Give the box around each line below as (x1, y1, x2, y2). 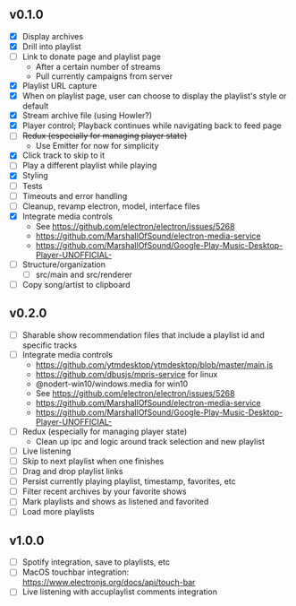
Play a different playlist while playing (21, 160, 157, 171)
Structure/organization (21, 259, 106, 270)
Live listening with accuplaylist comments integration (21, 586, 217, 597)
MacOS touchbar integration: (21, 567, 130, 577)
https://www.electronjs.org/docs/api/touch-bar (21, 577, 196, 588)
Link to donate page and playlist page (21, 51, 161, 62)
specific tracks (21, 340, 78, 351)
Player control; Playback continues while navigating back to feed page (21, 120, 282, 131)
